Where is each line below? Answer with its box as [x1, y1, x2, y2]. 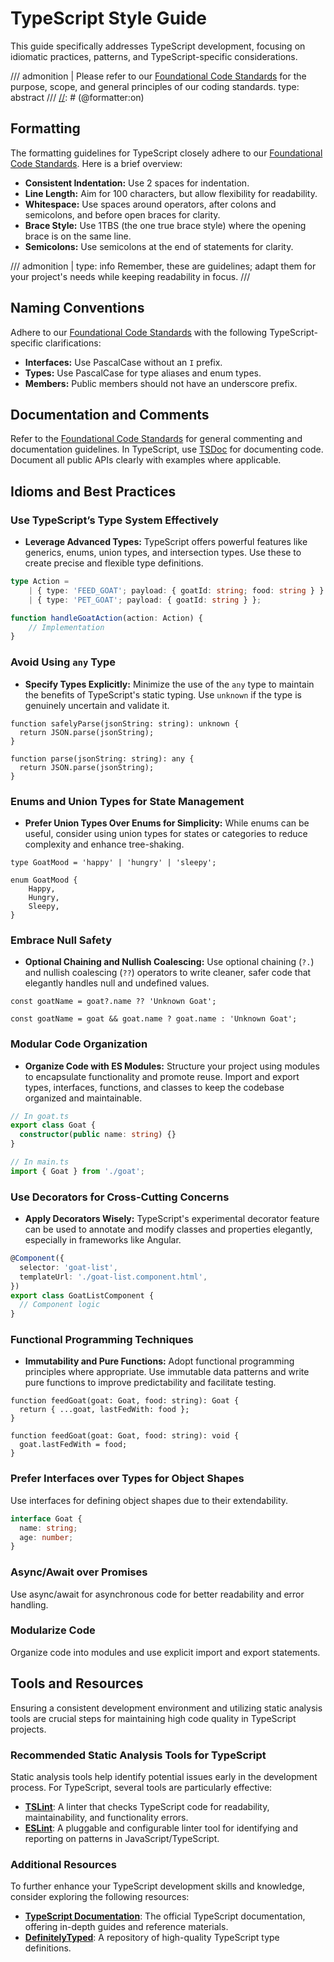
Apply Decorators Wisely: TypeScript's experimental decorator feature [24, 1213, 320, 1225]
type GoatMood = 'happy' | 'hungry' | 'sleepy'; [10, 857, 217, 867]
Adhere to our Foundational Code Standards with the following [10, 326, 268, 338]
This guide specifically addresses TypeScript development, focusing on [10, 40, 306, 52]
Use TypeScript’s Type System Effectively [10, 513, 219, 527]
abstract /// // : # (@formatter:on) [10, 91, 145, 103]
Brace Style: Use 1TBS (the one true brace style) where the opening [24, 219, 307, 231]
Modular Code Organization [10, 1037, 148, 1051]
